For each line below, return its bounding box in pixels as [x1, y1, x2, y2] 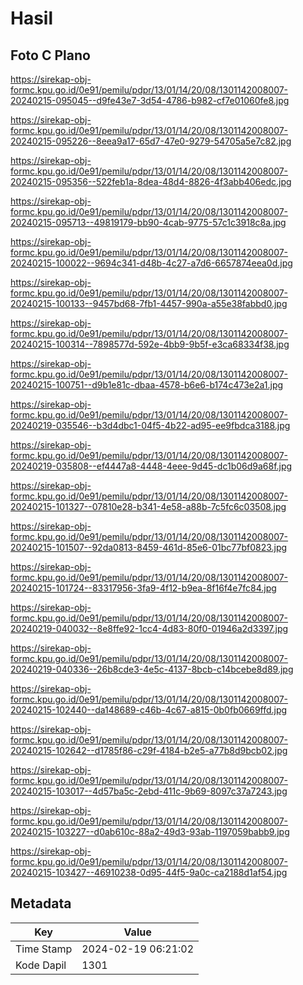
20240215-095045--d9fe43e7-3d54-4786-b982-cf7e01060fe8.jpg [10, 95, 290, 106]
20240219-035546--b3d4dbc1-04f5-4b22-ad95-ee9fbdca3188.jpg [10, 420, 291, 431]
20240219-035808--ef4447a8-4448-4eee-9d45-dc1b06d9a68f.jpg [10, 460, 293, 472]
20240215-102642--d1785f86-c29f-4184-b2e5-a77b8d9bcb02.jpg [10, 745, 288, 756]
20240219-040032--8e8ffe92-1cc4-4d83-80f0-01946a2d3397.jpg [10, 623, 289, 634]
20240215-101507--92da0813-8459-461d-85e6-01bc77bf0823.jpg [10, 542, 288, 553]
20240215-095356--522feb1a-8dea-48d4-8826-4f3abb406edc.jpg [10, 176, 292, 187]
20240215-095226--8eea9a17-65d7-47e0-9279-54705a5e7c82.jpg [10, 135, 292, 147]
